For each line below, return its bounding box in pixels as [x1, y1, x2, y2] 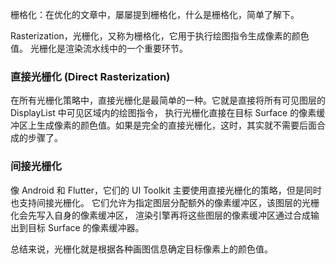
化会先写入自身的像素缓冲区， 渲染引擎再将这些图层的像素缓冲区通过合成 [10, 209, 311, 221]
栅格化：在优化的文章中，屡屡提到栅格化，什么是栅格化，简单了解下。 [10, 9, 300, 20]
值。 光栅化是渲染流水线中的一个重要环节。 [10, 43, 188, 54]
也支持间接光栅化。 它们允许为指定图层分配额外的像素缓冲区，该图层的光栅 [10, 196, 320, 208]
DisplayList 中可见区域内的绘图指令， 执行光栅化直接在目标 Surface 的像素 [10, 107, 317, 119]
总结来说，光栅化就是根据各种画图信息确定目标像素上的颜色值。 [10, 243, 273, 255]
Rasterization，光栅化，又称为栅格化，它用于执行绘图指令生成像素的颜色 [10, 30, 310, 42]
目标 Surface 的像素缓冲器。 [27, 221, 145, 233]
